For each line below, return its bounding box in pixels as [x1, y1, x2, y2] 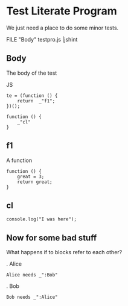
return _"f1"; [17, 98, 56, 104]
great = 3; [17, 173, 45, 180]
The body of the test [6, 69, 57, 76]
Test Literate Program [6, 4, 117, 18]
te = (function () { [6, 92, 59, 99]
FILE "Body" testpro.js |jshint [6, 36, 78, 43]
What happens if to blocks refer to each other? [6, 249, 123, 256]
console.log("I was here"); [6, 216, 77, 222]
